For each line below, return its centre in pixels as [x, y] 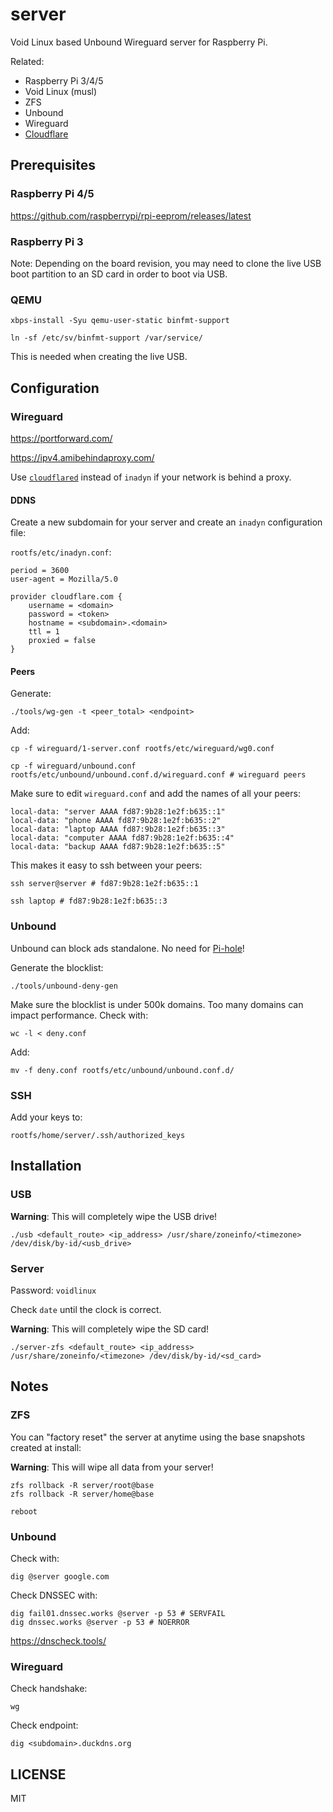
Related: [27, 61]
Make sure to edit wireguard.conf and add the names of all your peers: [155, 794]
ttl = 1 [44, 632]
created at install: [46, 1447]
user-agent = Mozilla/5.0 [64, 579]
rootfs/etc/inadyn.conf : [61, 552]
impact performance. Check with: [79, 1015]
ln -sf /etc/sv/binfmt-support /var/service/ [106, 338]
